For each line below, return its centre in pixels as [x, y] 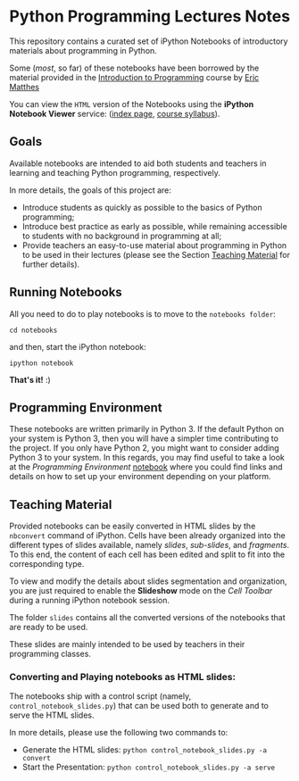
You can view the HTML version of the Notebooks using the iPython [132, 104]
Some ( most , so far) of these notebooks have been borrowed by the [134, 68]
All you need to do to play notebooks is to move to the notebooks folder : [143, 313]
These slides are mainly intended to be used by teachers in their [127, 644]
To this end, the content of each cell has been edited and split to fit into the [147, 554]
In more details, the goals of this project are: [91, 190]
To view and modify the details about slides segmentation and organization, [148, 581]
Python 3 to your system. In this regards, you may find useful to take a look [147, 458]
